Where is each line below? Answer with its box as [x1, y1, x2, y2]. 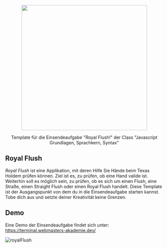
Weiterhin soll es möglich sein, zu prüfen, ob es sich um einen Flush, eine [5, 178, 157, 184]
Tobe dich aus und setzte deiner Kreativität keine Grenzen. [5, 194, 126, 200]
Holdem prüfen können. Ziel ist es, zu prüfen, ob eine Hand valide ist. [5, 173, 148, 179]
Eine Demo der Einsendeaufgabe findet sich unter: [5, 222, 109, 228]
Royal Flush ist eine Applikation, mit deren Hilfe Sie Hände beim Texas [5, 167, 150, 173]
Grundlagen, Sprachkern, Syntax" [49, 140, 119, 145]
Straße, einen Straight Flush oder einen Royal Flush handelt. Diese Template [5, 183, 162, 189]
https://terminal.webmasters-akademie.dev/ [5, 227, 96, 233]
